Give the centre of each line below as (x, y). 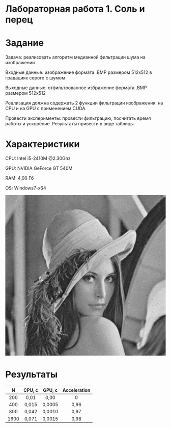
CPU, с (31, 390)
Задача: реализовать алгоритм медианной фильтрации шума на (76, 57)
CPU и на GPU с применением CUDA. (46, 109)
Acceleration (76, 390)
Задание (25, 43)
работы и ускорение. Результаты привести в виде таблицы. (70, 124)
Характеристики (42, 144)
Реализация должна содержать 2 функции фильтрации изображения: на (84, 103)
